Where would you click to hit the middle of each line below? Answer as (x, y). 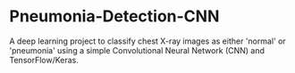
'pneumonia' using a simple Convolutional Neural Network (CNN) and (137, 50)
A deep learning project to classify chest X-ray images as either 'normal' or (147, 41)
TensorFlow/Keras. (44, 60)
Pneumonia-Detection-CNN (114, 16)
